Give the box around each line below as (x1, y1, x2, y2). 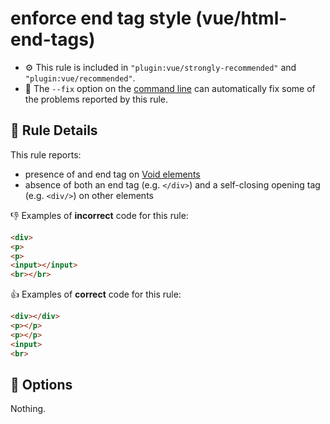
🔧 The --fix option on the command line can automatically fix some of (24, 82, 316, 94)
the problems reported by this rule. (24, 93, 169, 105)
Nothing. (10, 403, 47, 415)
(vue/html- (195, 7, 288, 30)
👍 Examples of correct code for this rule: (10, 288, 182, 301)
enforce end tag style (10, 7, 192, 30)
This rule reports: (10, 148, 82, 161)
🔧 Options (10, 376, 73, 393)
